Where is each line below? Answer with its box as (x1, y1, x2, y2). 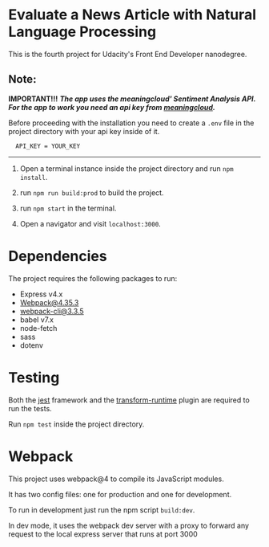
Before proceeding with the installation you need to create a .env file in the (8, 118, 255, 128)
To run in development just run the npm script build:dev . (8, 504, 195, 515)
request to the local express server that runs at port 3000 (8, 529, 198, 539)
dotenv (19, 340, 44, 350)
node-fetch (19, 323, 58, 333)
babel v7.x (19, 315, 54, 325)
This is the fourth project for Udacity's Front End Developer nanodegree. (8, 49, 247, 59)
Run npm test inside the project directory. (8, 419, 145, 429)
